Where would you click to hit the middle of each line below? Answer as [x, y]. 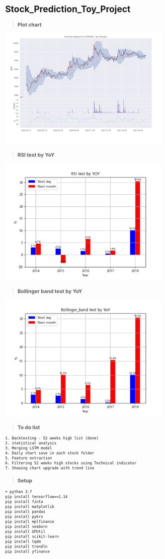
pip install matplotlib [30, 507]
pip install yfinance [28, 552]
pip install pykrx [24, 517]
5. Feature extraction [29, 458]
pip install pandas [25, 512]
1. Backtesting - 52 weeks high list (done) [52, 438]
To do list [29, 427]
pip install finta [24, 502]
